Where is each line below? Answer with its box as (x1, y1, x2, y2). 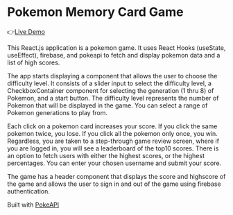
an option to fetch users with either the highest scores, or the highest (7, 151, 205, 160)
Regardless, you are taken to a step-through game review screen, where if (7, 137, 220, 145)
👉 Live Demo (7, 27, 46, 35)
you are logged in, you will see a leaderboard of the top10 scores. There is (7, 144, 219, 153)
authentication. (7, 187, 51, 195)
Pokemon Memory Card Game (7, 4, 184, 20)
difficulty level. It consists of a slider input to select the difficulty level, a (7, 79, 212, 87)
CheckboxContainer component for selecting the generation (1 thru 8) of (7, 86, 214, 94)
